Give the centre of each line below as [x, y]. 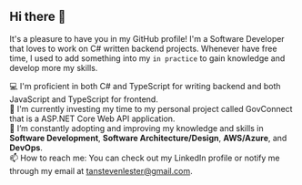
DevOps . [26, 148]
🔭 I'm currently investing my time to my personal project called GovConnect [151, 108]
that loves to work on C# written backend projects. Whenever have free [143, 48]
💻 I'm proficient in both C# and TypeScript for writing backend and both [145, 86]
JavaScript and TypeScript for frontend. [84, 99]
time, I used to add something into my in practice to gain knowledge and [147, 58]
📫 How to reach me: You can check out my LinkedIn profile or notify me [145, 158]
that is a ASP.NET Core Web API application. [92, 118]
